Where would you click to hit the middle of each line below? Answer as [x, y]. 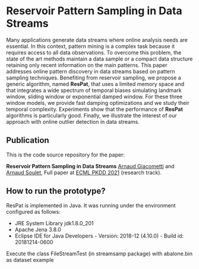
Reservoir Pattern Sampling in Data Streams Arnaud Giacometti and [90, 166]
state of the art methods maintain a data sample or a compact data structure [99, 59]
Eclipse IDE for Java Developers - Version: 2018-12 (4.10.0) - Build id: [99, 236]
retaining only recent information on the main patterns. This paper [87, 65]
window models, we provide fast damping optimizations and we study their [98, 103]
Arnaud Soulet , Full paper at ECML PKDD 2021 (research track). [84, 172]
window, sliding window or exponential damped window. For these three [94, 97]
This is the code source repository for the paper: [65, 155]
